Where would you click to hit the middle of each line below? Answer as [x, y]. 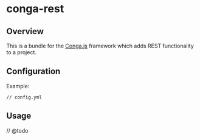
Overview [25, 31]
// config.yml [24, 97]
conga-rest [35, 9]
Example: [18, 86]
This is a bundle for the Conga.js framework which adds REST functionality [100, 46]
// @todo [17, 130]
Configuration [33, 72]
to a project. [21, 52]
